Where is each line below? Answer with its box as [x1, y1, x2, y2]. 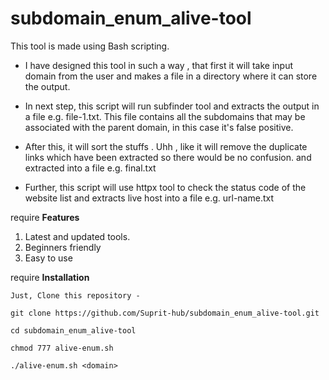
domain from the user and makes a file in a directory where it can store [24, 70, 318, 82]
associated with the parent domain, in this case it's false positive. [24, 121, 294, 133]
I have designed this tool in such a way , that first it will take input [24, 59, 294, 71]
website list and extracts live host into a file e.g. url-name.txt [24, 192, 275, 204]
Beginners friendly [24, 241, 102, 253]
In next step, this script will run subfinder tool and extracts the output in [24, 100, 320, 112]
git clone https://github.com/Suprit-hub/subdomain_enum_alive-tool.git [10, 308, 320, 318]
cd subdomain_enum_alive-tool [10, 325, 137, 336]
